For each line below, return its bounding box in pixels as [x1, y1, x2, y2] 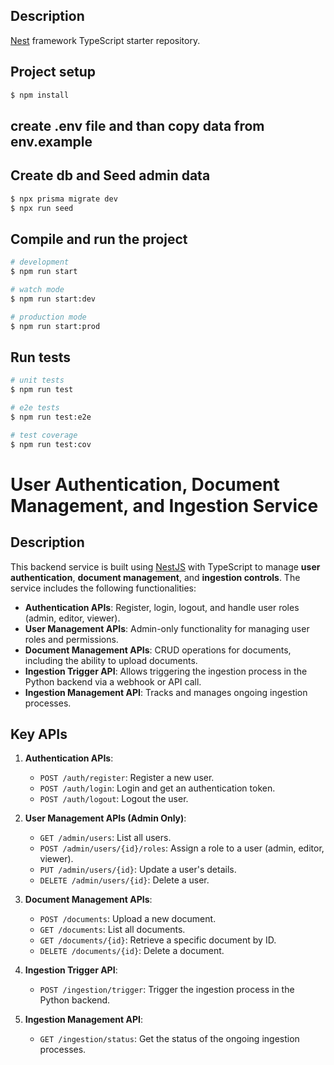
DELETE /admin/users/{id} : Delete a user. [39, 874, 210, 886]
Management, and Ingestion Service [10, 494, 319, 517]
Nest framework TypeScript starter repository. [10, 34, 201, 46]
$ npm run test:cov [10, 439, 92, 449]
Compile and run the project [10, 230, 188, 248]
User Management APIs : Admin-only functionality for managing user [24, 622, 310, 634]
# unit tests [10, 375, 65, 386]
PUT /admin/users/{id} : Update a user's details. [39, 864, 237, 876]
